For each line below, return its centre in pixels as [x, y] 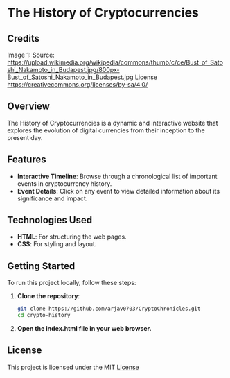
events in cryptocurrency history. [64, 183]
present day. [25, 137]
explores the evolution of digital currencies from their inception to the [106, 130]
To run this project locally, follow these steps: [72, 283]
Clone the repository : [48, 296]
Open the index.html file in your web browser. [84, 328]
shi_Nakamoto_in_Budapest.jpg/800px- [63, 70]
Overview [29, 106]
